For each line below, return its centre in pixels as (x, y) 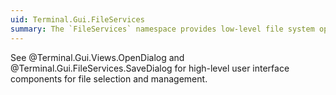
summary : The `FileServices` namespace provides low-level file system (162, 29)
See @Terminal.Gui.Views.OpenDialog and (97, 57)
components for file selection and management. (109, 78)
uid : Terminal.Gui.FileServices (77, 19)
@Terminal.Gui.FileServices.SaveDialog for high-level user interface (150, 68)
